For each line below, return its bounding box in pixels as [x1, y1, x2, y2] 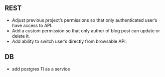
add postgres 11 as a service [11, 66, 70, 72]
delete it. [11, 33, 30, 39]
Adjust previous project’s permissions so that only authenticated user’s [11, 17, 158, 23]
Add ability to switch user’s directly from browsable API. [11, 38, 127, 44]
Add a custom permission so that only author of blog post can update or [11, 27, 161, 34]
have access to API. [11, 22, 53, 28]
